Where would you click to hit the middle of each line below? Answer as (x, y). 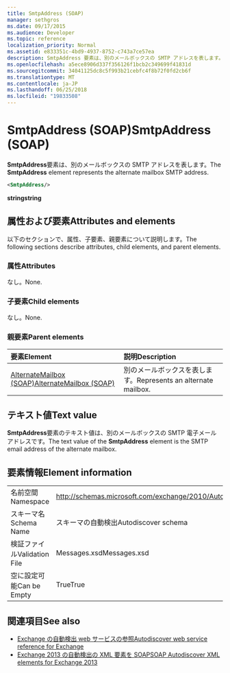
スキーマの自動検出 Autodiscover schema (122, 523)
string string (25, 198)
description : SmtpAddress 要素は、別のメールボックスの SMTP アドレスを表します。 (115, 58)
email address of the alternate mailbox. (62, 449)
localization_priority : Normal (52, 45)
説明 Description (150, 356)
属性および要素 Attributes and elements (91, 221)
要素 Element (31, 356)
